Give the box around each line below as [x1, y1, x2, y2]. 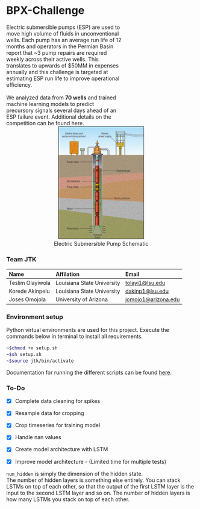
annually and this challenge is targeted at [6, 68, 108, 75]
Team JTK [6, 255, 37, 263]
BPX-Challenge [6, 4, 85, 17]
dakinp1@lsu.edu [125, 287, 169, 295]
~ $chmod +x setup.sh [6, 345, 58, 351]
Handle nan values [14, 434, 61, 441]
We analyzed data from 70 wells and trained [6, 94, 116, 101]
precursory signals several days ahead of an [6, 107, 116, 114]
